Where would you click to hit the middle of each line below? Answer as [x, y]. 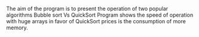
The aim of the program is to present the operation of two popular [87, 9]
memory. [17, 27]
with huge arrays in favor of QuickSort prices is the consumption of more [96, 21]
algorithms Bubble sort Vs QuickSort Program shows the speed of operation [100, 15]
